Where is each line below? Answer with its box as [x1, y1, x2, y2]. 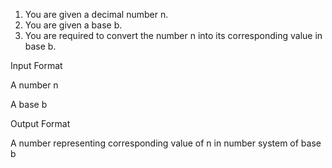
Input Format [10, 60, 63, 71]
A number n [10, 79, 59, 91]
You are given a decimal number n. [24, 9, 169, 20]
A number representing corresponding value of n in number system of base [10, 137, 322, 149]
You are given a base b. [24, 19, 123, 31]
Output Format [10, 118, 71, 129]
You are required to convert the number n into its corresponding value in [24, 30, 323, 41]
